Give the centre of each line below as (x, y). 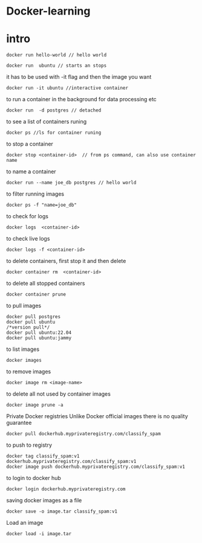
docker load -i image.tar (39, 534)
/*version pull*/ (28, 328)
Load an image (25, 523)
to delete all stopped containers (46, 284)
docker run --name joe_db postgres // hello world (71, 183)
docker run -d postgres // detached (54, 110)
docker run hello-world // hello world (57, 55)
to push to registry (29, 445)
